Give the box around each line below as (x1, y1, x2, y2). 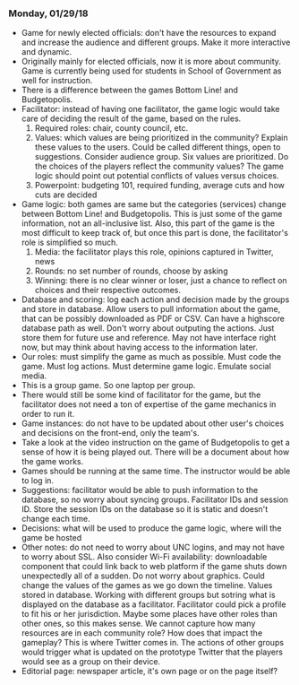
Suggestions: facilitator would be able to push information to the (21, 485, 259, 496)
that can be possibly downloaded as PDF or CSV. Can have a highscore (21, 313, 286, 325)
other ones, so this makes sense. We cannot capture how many (21, 618, 256, 629)
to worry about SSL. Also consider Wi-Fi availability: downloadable (21, 551, 268, 562)
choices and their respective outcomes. (34, 285, 181, 296)
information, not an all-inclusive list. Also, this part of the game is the (21, 218, 275, 229)
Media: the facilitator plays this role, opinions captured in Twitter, (34, 247, 274, 257)
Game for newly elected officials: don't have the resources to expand (21, 28, 277, 39)
